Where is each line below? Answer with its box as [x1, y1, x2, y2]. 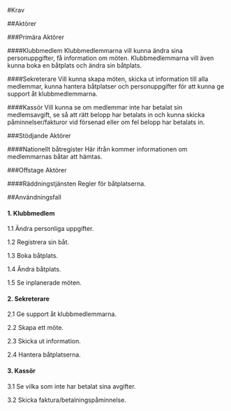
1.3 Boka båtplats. [7, 251, 58, 260]
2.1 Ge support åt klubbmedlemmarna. [7, 310, 117, 318]
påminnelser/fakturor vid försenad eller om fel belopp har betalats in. [7, 118, 205, 126]
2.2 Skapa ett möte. [7, 324, 64, 332]
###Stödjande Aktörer [7, 132, 71, 140]
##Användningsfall [7, 193, 61, 201]
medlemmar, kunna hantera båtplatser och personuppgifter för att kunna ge [7, 82, 225, 90]
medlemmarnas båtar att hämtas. [7, 153, 103, 160]
